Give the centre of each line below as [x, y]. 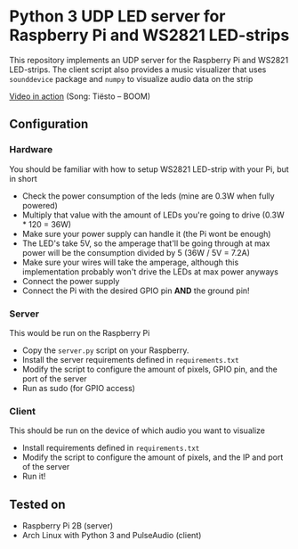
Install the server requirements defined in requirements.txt [130, 359]
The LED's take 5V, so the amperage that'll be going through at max [146, 243]
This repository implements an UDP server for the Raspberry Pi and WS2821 [149, 60]
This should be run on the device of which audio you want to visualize [137, 430]
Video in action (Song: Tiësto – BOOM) [80, 96]
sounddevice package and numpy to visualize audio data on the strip [131, 78]
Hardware [31, 150]
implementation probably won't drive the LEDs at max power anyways [150, 271]
